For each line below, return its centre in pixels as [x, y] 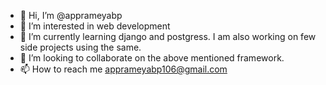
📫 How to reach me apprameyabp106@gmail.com [123, 69]
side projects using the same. [80, 47]
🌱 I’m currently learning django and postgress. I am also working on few [168, 36]
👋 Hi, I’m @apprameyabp [71, 15]
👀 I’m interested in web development [95, 26]
